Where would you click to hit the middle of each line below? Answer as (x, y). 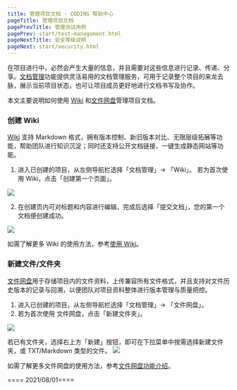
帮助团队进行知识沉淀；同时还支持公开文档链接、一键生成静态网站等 (118, 146)
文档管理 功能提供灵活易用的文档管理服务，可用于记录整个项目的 (113, 76)
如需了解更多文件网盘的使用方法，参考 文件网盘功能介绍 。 (91, 365)
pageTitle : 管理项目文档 (41, 20)
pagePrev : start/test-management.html (64, 34)
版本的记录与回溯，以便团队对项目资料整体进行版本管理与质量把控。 (112, 290)
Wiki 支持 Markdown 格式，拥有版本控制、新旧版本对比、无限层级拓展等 (112, 137)
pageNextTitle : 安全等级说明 (47, 40)
